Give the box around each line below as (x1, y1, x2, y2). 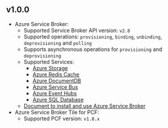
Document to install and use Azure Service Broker (23, 102, 146, 109)
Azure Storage (32, 65, 68, 72)
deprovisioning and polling (23, 39, 92, 46)
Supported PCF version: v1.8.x (23, 115, 100, 122)
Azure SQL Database (32, 96, 84, 103)
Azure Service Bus (32, 83, 78, 91)
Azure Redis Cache (32, 71, 80, 78)
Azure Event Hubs (32, 89, 77, 97)
